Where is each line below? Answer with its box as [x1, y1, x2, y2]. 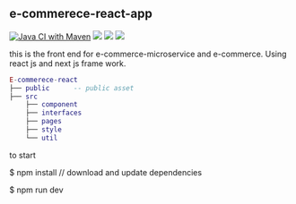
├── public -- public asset [9, 83, 135, 92]
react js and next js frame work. [9, 57, 126, 69]
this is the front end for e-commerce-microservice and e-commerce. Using [9, 48, 287, 59]
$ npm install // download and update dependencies [9, 166, 203, 177]
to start [9, 149, 36, 160]
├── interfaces [25, 108, 83, 118]
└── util [25, 133, 58, 142]
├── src [9, 92, 39, 101]
